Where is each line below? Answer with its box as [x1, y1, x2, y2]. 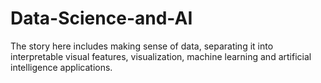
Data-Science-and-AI [10, 7, 193, 30]
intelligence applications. [10, 61, 113, 73]
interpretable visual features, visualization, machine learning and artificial [10, 50, 312, 62]
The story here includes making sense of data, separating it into [10, 40, 274, 52]
